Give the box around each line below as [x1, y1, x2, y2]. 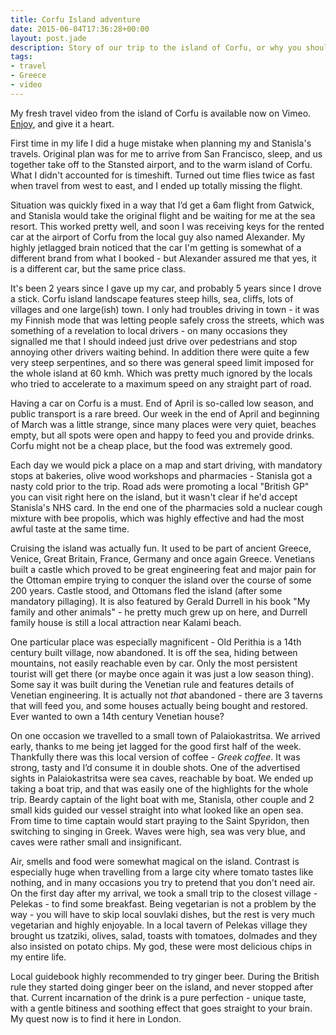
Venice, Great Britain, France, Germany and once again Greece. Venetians [10, 552, 315, 565]
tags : [10, 52, 33, 62]
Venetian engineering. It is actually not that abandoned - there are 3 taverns [10, 689, 323, 701]
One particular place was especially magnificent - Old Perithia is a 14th [10, 636, 302, 648]
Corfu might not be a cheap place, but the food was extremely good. [10, 439, 293, 451]
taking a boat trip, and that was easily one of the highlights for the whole [10, 782, 309, 795]
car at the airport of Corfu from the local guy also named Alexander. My [10, 231, 306, 243]
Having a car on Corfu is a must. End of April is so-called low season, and [10, 397, 314, 409]
